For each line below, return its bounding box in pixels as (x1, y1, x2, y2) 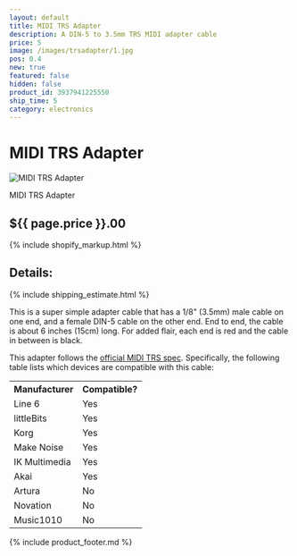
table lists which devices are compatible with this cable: (9, 361, 214, 372)
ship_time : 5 (9, 96, 58, 105)
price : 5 (9, 38, 42, 47)
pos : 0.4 (9, 55, 42, 63)
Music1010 (13, 513, 62, 526)
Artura (13, 484, 41, 497)
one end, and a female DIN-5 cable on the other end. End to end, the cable (9, 316, 284, 326)
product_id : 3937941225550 (9, 88, 110, 97)
